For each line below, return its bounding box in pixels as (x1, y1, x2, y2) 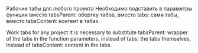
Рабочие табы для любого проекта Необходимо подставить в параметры (6, 5, 193, 12)
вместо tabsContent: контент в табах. (6, 18, 100, 24)
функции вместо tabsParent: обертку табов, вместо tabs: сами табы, (6, 11, 179, 18)
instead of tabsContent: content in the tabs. (6, 41, 112, 48)
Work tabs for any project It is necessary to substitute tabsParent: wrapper (6, 29, 188, 36)
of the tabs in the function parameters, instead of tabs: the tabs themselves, (6, 35, 191, 42)
